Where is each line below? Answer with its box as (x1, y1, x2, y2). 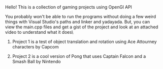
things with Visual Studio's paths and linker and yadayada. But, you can (5, 19, 150, 24)
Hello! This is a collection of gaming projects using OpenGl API (5, 4, 132, 10)
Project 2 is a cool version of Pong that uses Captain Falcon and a (12, 53, 146, 59)
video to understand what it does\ (5, 29, 74, 35)
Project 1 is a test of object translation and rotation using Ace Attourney (12, 39, 157, 45)
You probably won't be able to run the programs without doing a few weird (5, 14, 156, 19)
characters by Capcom (12, 44, 59, 49)
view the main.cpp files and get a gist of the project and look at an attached (5, 24, 159, 30)
